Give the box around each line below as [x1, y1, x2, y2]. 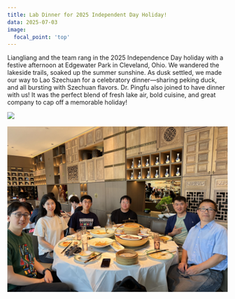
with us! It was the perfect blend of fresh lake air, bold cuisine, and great [7, 91, 216, 99]
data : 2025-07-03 [7, 18, 58, 26]
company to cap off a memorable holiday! [7, 98, 128, 106]
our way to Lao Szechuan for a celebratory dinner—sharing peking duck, [7, 76, 217, 84]
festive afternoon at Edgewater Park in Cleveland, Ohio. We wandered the [7, 61, 220, 69]
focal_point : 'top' [13, 34, 71, 41]
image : [7, 26, 27, 33]
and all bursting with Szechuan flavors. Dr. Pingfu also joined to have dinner [7, 83, 225, 92]
